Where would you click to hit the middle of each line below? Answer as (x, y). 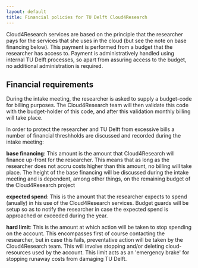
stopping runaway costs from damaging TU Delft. (67, 259)
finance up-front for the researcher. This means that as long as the (88, 160)
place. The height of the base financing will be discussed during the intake (98, 173)
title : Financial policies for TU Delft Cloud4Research (77, 17)
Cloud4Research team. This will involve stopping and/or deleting (85, 246)
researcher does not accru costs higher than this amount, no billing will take (99, 166)
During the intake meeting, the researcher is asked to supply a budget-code (99, 99)
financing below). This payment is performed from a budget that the (89, 47)
